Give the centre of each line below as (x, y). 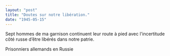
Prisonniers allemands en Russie (39, 49)
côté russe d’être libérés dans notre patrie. (50, 39)
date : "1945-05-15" (26, 19)
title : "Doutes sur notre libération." (48, 15)
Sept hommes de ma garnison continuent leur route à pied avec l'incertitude (85, 34)
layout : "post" (21, 10)
